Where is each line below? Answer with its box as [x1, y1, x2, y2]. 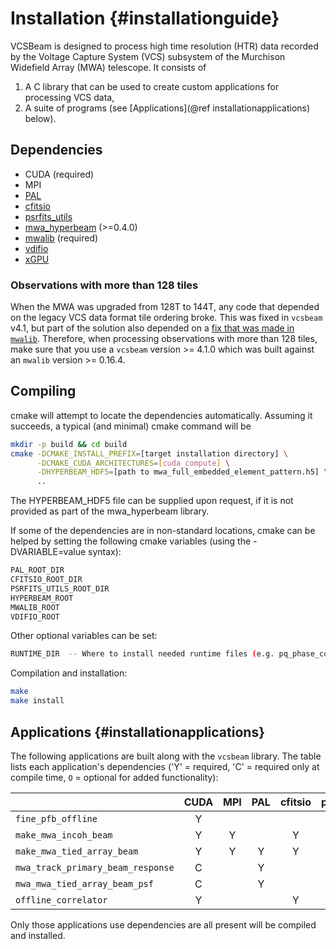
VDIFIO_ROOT [10, 612, 60, 622]
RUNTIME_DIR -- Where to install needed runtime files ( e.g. [10, 649, 275, 659]
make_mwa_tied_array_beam [15, 845, 139, 857]
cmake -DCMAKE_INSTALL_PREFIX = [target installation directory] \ [10, 448, 288, 459]
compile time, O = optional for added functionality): [10, 771, 219, 783]
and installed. [10, 929, 66, 941]
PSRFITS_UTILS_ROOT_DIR [10, 583, 110, 594]
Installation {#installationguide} [10, 7, 280, 30]
